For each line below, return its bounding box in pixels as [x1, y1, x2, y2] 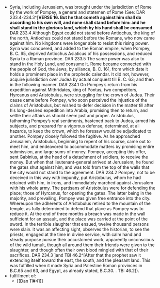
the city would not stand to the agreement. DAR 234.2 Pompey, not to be [9, 170, 155, 175]
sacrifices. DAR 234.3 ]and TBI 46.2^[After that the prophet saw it [9, 252, 141, 258]
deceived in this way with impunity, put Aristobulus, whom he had [9, 175, 141, 180]
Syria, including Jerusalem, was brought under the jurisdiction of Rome [9, 4, 152, 10]
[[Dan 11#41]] [16, 278, 43, 284]
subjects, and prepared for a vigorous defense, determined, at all [9, 123, 140, 128]
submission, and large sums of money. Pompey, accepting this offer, [9, 149, 146, 155]
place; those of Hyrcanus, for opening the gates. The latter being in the [9, 190, 152, 196]
